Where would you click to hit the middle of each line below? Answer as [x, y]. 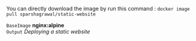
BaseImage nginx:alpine [35, 25]
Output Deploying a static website [48, 31]
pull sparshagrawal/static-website [51, 14]
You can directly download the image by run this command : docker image [98, 9]
